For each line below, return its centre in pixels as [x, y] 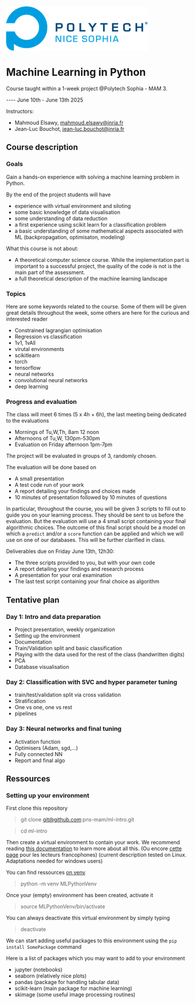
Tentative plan [33, 600]
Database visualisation [42, 666]
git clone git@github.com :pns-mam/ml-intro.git [77, 820]
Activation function [37, 742]
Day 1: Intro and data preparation [54, 616]
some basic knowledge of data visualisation [67, 212]
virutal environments [39, 349]
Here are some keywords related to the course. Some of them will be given [96, 306]
